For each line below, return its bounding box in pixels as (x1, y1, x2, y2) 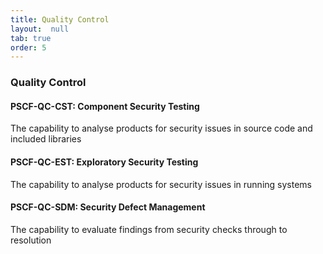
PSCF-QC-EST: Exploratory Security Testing (10, 156, 199, 168)
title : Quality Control (10, 14, 110, 25)
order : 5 (10, 42, 47, 53)
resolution (10, 234, 52, 246)
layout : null (10, 24, 70, 34)
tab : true (10, 33, 52, 43)
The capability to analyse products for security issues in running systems (10, 178, 312, 190)
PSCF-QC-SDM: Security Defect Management (10, 201, 206, 213)
